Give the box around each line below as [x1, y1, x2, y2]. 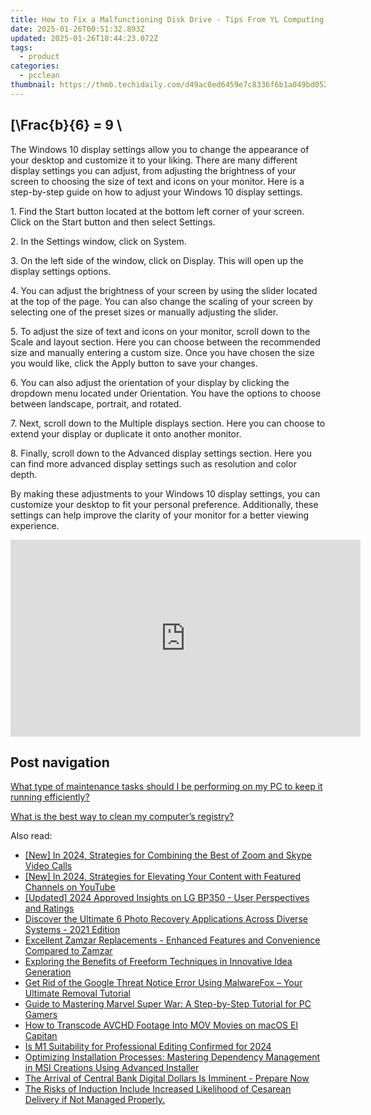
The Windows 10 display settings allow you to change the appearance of [10, 143, 310, 155]
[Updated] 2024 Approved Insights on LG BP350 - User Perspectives [24, 892, 310, 904]
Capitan [24, 1030, 58, 1042]
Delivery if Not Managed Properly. [24, 1094, 166, 1106]
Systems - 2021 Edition [24, 924, 121, 936]
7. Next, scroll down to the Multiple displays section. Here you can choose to [10, 417, 326, 429]
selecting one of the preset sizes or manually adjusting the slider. [10, 306, 279, 318]
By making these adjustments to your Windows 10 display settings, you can [10, 487, 321, 500]
